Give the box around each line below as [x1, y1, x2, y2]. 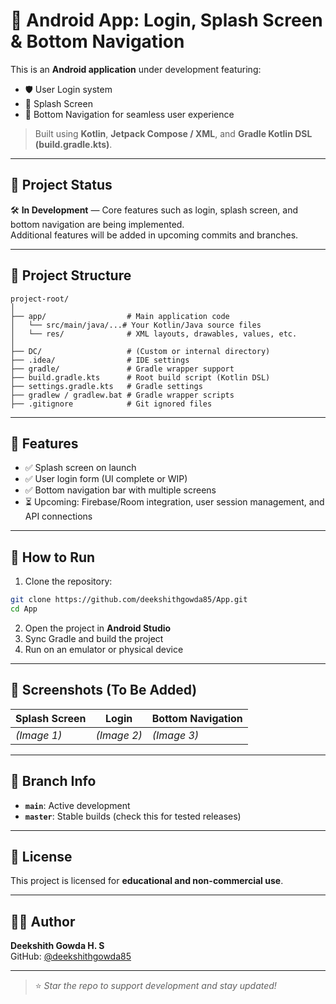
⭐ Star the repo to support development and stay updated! [34, 980, 277, 992]
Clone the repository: [24, 575, 113, 588]
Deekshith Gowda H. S [10, 940, 105, 952]
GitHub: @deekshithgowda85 [10, 950, 132, 963]
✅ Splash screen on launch [24, 462, 137, 474]
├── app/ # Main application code [10, 311, 230, 321]
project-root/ [10, 294, 70, 304]
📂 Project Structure [10, 267, 132, 284]
